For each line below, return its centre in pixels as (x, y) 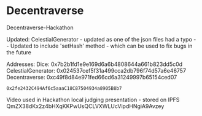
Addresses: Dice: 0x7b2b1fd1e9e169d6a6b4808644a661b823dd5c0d (95, 64)
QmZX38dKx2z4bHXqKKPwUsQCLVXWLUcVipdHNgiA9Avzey (85, 106)
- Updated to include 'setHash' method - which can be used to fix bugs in (99, 46)
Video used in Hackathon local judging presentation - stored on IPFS (93, 100)
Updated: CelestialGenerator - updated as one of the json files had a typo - (101, 39)
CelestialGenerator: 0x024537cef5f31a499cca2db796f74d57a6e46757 (96, 70)
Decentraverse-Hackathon (40, 27)
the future (19, 52)
